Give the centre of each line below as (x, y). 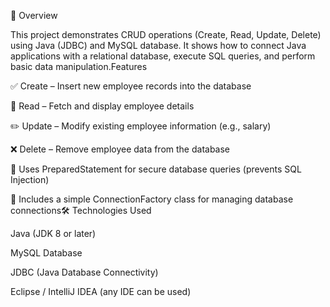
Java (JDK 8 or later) (53, 233)
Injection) (30, 179)
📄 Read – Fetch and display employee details (102, 106)
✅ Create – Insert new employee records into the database (131, 86)
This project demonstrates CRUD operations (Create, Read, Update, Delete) (166, 34)
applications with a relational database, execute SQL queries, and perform (163, 56)
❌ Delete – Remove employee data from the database (120, 149)
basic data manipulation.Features (79, 66)
